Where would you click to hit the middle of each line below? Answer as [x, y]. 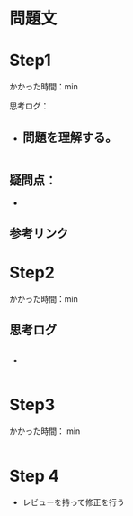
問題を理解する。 [70, 137]
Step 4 [35, 476]
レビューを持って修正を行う [74, 502]
